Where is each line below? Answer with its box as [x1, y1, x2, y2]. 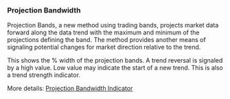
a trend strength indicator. [7, 71, 81, 79]
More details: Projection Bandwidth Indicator [7, 85, 133, 93]
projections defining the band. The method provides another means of [7, 36, 206, 44]
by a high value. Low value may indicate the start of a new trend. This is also [7, 64, 223, 72]
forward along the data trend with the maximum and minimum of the [7, 28, 200, 36]
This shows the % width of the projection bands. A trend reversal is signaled [7, 56, 223, 65]
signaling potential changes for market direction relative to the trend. [7, 43, 201, 52]
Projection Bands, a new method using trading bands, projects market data [7, 21, 219, 30]
